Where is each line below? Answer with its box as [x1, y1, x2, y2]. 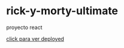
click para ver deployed [6, 35, 65, 42]
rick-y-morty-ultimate [6, 4, 119, 18]
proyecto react [6, 24, 43, 31]
